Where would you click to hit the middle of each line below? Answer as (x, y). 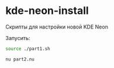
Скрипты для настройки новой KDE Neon (57, 27)
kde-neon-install (47, 11)
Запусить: (18, 38)
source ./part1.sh (28, 49)
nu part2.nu (20, 59)
